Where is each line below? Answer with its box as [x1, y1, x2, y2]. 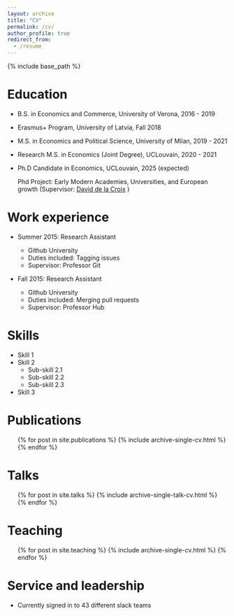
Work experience [7, 209, 110, 225]
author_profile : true [7, 29, 71, 37]
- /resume [13, 43, 42, 50]
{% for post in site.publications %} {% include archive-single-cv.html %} [17, 435, 226, 444]
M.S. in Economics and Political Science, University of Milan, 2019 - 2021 [17, 136, 228, 145]
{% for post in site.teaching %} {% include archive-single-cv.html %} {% [17, 545, 227, 554]
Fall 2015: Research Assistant [17, 274, 102, 283]
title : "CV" [7, 17, 42, 24]
